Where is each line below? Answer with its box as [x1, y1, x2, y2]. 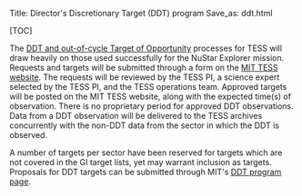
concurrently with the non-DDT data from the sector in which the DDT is [9, 120, 280, 131]
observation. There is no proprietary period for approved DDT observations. [9, 101, 294, 112]
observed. [9, 130, 48, 140]
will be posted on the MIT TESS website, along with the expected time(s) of [9, 91, 292, 102]
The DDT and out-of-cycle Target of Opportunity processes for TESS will [9, 43, 283, 54]
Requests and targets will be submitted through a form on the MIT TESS [9, 63, 279, 73]
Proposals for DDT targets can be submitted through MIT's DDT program [9, 167, 282, 177]
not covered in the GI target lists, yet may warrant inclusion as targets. [9, 157, 273, 167]
